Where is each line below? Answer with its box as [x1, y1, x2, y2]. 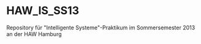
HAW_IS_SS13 [6, 4, 80, 18]
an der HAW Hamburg [6, 30, 63, 37]
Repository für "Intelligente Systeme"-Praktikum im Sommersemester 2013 [6, 24, 195, 31]
